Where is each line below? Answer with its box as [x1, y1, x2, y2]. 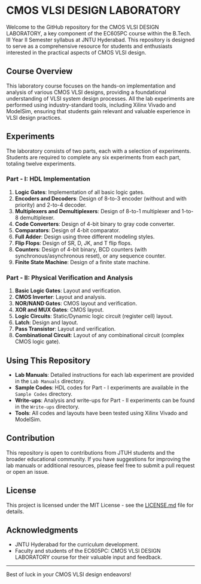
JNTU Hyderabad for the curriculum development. [14, 541, 139, 548]
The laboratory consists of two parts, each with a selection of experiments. [6, 147, 191, 155]
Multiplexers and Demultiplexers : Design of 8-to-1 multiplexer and [14, 207, 181, 214]
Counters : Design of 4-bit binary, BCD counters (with [14, 246, 147, 253]
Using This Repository [6, 355, 91, 365]
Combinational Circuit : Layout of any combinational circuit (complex [14, 332, 184, 339]
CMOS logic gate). [14, 338, 61, 345]
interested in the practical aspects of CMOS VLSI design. [6, 49, 147, 56]
